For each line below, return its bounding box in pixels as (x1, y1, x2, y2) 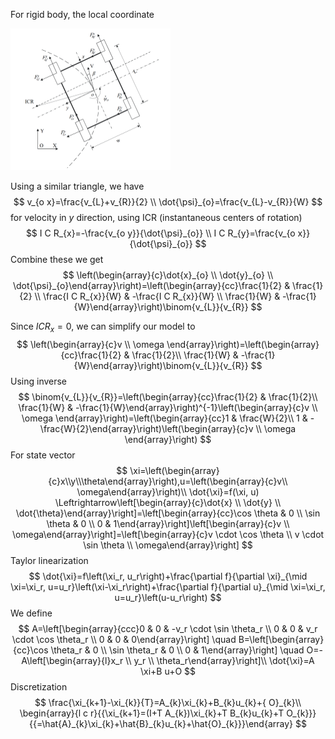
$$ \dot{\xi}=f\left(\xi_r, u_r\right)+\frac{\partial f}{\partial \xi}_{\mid (28, 570, 308, 583)
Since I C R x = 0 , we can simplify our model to (10, 320, 196, 335)
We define (10, 607, 53, 619)
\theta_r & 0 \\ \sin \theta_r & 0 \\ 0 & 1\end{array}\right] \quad (50, 644, 305, 656)
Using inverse (10, 375, 68, 388)
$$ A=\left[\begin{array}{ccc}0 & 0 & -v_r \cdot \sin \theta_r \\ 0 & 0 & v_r (18, 623, 318, 635)
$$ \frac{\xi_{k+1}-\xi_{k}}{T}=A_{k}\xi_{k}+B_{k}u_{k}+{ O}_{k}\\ (34, 697, 302, 709)
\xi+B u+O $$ (139, 665, 197, 678)
